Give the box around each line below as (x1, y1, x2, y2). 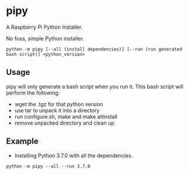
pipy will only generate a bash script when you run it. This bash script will (6, 83, 184, 90)
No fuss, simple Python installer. (6, 35, 84, 42)
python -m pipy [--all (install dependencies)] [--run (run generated (6, 46, 183, 52)
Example (6, 136, 39, 146)
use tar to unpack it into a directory (14, 107, 100, 114)
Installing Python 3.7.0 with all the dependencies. (14, 152, 133, 159)
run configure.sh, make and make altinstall (14, 113, 117, 120)
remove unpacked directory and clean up (14, 119, 114, 126)
